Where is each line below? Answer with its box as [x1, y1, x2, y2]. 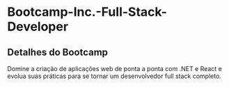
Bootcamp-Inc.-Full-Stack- [7, 4, 167, 20]
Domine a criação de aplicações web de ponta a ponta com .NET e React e [7, 65, 223, 72]
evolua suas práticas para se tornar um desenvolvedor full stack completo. [7, 72, 221, 80]
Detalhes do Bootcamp [7, 46, 109, 58]
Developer [7, 19, 68, 35]
